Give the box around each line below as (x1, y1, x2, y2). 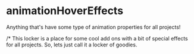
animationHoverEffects (6, 4, 124, 18)
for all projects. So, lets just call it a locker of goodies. (6, 41, 137, 48)
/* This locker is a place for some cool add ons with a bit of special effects (6, 35, 189, 42)
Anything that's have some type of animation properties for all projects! (6, 23, 181, 31)
